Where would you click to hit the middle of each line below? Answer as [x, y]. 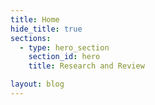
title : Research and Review [86, 66]
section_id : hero [64, 57]
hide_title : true [46, 29]
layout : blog [37, 84]
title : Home [35, 19]
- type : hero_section [64, 47]
